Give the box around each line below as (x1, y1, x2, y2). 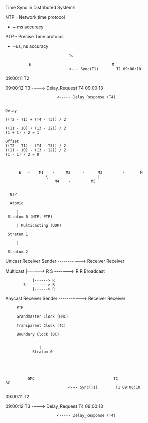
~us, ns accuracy (12, 43, 49, 49)
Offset (5, 139, 19, 144)
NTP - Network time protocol (5, 14, 65, 20)
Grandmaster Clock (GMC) (16, 314, 69, 319)
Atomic (10, 201, 24, 206)
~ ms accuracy (12, 24, 44, 30)
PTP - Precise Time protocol (5, 34, 64, 39)
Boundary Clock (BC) (16, 332, 59, 337)
